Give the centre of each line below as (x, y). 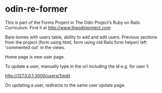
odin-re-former (36, 9)
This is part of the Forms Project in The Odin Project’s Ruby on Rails (73, 22)
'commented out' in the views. (35, 47)
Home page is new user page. (35, 56)
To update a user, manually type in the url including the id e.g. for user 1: (77, 66)
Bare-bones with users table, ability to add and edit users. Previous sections (81, 37)
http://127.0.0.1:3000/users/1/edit (38, 75)
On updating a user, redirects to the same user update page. (65, 85)
